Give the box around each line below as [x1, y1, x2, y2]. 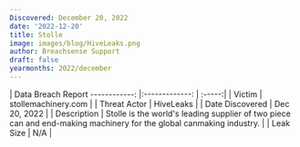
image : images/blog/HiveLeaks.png [9, 38, 141, 48]
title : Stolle [9, 30, 64, 39]
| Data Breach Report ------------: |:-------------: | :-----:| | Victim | [9, 88, 263, 100]
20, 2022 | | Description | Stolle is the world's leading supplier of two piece [9, 108, 292, 119]
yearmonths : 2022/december [9, 64, 112, 73]
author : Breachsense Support [9, 47, 120, 56]
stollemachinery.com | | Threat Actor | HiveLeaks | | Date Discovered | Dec [9, 98, 290, 109]
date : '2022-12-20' [9, 22, 84, 31]
